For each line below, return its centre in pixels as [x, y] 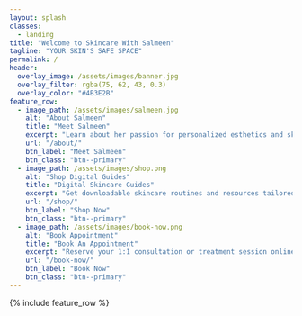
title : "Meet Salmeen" [68, 127]
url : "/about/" [54, 143]
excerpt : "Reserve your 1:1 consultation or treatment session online [160, 252]
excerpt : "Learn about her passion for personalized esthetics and [154, 135]
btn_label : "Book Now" [68, 269]
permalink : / [34, 59]
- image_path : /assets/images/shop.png [92, 168]
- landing [36, 34]
